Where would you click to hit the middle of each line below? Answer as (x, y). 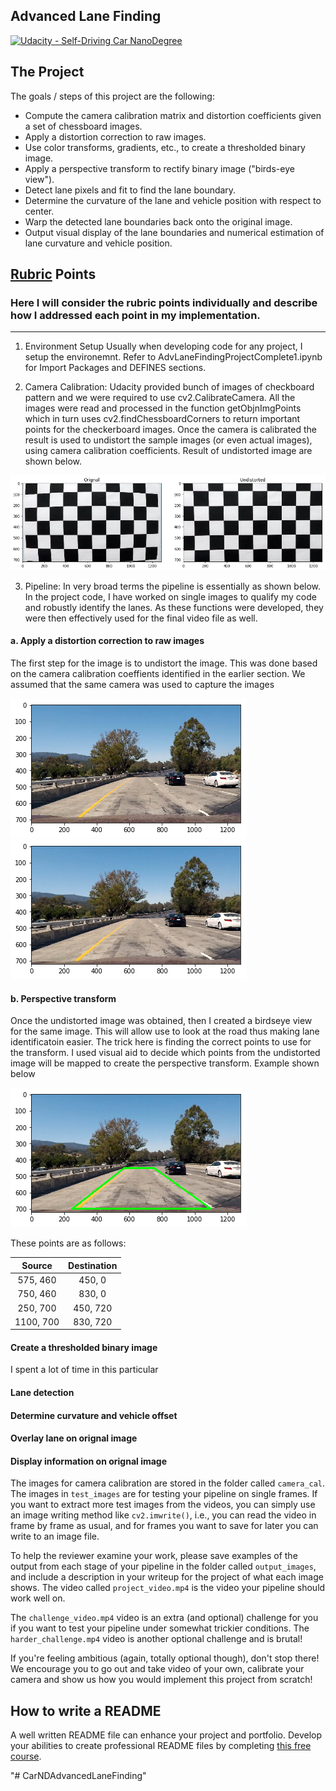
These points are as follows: (68, 1243)
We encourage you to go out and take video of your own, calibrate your (157, 1669)
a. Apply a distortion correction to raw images (107, 641)
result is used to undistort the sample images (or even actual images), (168, 440)
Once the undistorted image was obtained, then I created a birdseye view (161, 1021)
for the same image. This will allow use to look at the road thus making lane (165, 1031)
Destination (93, 1265)
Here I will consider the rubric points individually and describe (164, 302)
